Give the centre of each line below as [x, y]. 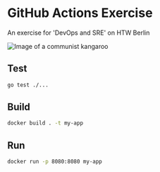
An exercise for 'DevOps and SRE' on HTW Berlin [79, 33]
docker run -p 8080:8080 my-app [55, 162]
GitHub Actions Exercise [80, 13]
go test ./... [28, 85]
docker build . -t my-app [45, 123]
